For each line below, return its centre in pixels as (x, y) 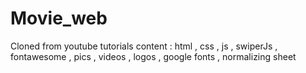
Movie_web (59, 18)
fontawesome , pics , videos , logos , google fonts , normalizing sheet (153, 56)
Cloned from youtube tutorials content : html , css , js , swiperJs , (144, 46)
